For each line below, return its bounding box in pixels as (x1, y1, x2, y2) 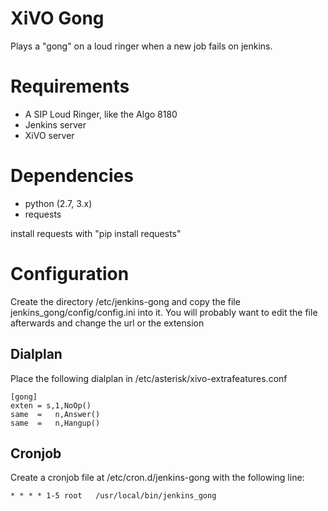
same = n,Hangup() (10, 418, 101, 428)
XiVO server (24, 129, 75, 141)
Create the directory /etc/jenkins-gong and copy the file (10, 295, 241, 307)
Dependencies (10, 165, 134, 187)
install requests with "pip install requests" (10, 227, 182, 239)
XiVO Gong (10, 7, 105, 30)
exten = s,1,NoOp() (10, 400, 92, 411)
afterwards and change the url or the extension (10, 317, 205, 329)
